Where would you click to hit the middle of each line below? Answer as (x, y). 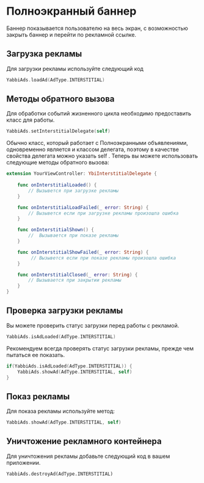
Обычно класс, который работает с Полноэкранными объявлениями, (97, 143)
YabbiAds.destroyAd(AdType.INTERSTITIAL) (60, 474)
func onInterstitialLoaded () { (57, 185)
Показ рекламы (38, 396)
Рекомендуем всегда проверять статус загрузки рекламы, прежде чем (100, 348)
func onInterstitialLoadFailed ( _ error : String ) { (83, 207)
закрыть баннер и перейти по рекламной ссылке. (71, 34)
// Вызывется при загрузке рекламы (74, 191)
